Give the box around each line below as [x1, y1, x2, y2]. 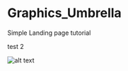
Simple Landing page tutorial [7, 28, 91, 37]
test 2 [7, 42, 25, 50]
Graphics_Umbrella [7, 5, 122, 21]
